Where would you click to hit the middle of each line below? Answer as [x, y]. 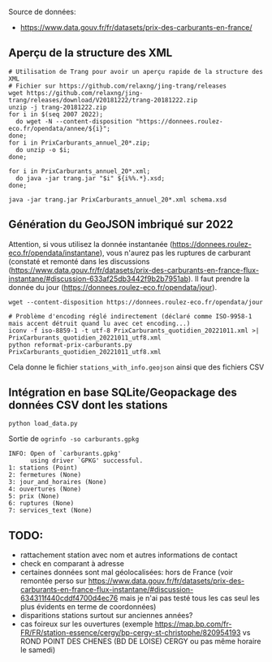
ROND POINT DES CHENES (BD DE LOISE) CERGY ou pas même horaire [140, 642]
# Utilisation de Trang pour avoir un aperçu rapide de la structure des [136, 71]
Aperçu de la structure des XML [91, 53]
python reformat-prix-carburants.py [70, 344]
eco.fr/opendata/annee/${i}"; [60, 128]
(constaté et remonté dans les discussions [79, 261]
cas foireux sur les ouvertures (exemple [86, 624]
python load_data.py [43, 424]
